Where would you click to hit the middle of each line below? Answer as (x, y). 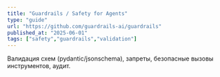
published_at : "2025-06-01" (48, 33)
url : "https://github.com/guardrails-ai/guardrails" (84, 26)
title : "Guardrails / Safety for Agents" (68, 13)
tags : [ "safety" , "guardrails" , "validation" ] (72, 39)
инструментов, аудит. (39, 66)
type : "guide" (28, 20)
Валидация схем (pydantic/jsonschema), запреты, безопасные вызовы (110, 58)
